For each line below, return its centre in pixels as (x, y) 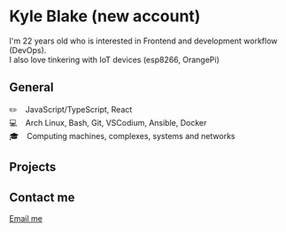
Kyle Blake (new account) (105, 16)
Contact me (42, 197)
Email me (26, 218)
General (32, 87)
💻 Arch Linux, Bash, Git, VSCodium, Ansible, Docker (108, 122)
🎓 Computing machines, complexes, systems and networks (122, 135)
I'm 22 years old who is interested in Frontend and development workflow (143, 41)
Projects (33, 167)
